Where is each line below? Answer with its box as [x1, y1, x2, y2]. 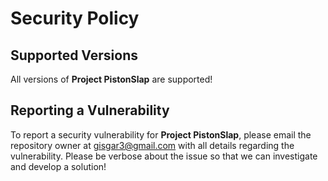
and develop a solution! [10, 160, 107, 172]
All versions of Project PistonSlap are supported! [10, 73, 213, 85]
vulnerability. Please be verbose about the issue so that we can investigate [10, 150, 318, 162]
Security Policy [10, 7, 140, 30]
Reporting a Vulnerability [10, 102, 170, 119]
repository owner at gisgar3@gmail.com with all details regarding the [10, 139, 295, 151]
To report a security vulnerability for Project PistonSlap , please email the [10, 128, 312, 141]
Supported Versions [10, 47, 138, 64]
